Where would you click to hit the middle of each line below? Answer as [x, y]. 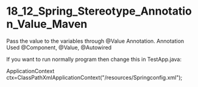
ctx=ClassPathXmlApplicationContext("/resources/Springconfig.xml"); [94, 77]
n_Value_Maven [47, 24]
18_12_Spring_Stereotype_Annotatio [99, 11]
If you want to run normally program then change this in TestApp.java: [94, 59]
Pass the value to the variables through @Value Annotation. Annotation [95, 41]
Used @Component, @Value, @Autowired [59, 47]
